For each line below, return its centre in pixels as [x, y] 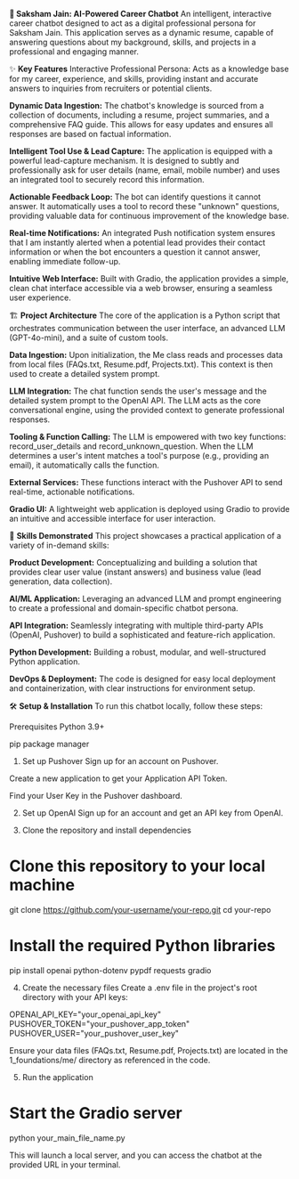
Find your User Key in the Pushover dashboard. [96, 796]
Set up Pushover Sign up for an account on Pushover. [120, 761]
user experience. [40, 297]
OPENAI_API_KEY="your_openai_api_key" [85, 1014]
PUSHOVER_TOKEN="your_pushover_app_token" [100, 1023]
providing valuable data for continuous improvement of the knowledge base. [149, 215]
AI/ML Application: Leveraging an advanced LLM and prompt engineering [145, 598]
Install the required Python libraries [142, 946]
